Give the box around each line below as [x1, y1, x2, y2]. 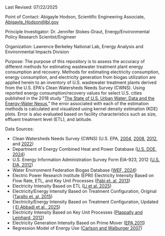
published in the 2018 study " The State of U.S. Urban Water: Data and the [5, 95, 155, 101]
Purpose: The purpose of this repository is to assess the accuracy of [5, 59, 145, 64]
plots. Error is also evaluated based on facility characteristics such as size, [5, 111, 157, 117]
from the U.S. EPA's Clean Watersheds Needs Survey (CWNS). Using [5, 85, 145, 91]
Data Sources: [5, 126, 34, 132]
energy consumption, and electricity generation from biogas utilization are [5, 74, 156, 80]
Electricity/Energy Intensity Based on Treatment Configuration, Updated [12, 199, 159, 205]
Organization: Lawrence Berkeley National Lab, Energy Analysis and [5, 44, 144, 49]
